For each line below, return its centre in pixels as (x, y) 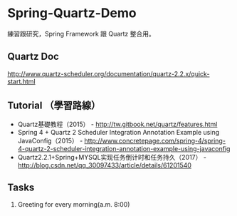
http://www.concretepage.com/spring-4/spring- (155, 140)
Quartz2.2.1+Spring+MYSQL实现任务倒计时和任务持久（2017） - (112, 157)
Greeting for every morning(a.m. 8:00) (74, 205)
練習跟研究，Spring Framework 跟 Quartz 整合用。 (81, 34)
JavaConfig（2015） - (50, 140)
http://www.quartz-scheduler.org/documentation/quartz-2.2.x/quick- (109, 73)
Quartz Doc (33, 57)
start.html (21, 81)
